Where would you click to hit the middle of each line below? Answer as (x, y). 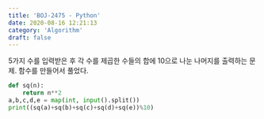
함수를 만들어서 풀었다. (54, 71)
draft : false (30, 37)
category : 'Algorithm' (46, 30)
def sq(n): (26, 86)
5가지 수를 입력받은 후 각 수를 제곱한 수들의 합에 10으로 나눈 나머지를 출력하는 (128, 61)
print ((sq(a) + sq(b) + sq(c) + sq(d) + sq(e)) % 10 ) (81, 107)
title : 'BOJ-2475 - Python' (55, 15)
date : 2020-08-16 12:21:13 (53, 23)
